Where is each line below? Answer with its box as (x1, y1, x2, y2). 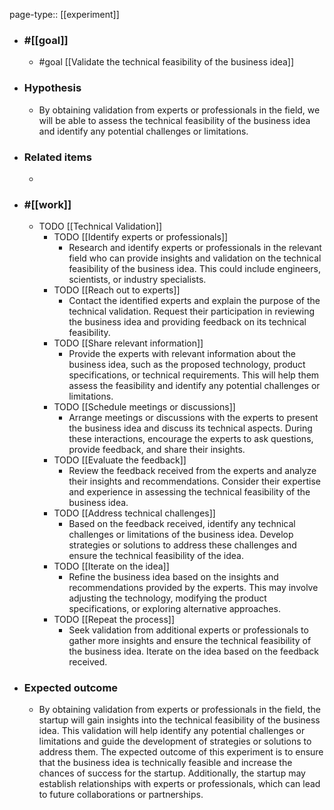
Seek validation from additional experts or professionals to (68, 624, 309, 636)
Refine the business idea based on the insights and (68, 571, 279, 583)
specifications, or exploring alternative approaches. (68, 603, 281, 615)
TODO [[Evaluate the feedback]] (53, 454, 187, 466)
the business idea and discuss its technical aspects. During (68, 422, 313, 434)
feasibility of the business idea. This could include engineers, (68, 263, 321, 275)
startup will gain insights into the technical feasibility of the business (38, 714, 321, 726)
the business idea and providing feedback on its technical (68, 316, 307, 328)
